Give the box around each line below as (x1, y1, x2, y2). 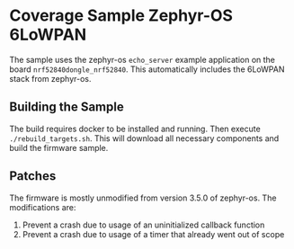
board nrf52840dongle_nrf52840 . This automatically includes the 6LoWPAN (9, 64, 285, 75)
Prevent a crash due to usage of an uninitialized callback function (22, 219, 265, 230)
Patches (9, 168, 57, 184)
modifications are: (9, 201, 76, 212)
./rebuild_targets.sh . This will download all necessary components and (9, 132, 280, 144)
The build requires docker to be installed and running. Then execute (9, 123, 261, 134)
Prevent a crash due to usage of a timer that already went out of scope (22, 228, 285, 239)
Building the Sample (9, 100, 124, 115)
